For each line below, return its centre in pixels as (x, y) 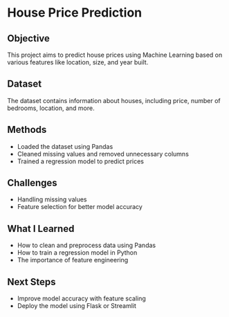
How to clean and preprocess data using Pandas (86, 245)
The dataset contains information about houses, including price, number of (114, 100)
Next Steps (31, 282)
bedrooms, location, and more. (51, 108)
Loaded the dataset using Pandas (65, 146)
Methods (27, 130)
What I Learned (41, 229)
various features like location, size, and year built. (78, 62)
